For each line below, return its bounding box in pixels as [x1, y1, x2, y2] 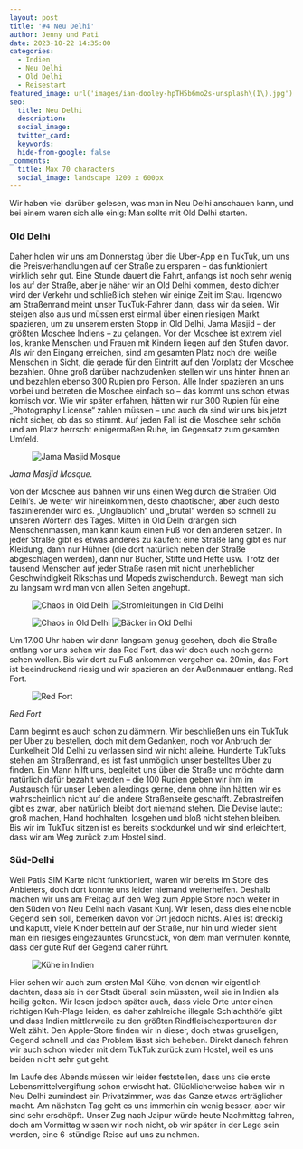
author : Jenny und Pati [9, 30, 99, 39]
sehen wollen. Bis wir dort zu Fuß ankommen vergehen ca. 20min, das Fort [9, 653, 289, 665]
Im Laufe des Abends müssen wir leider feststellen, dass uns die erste [9, 1071, 270, 1082]
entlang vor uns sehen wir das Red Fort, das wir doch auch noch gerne [9, 644, 274, 655]
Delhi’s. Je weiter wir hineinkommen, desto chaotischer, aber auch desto [9, 495, 280, 507]
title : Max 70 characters [17, 165, 116, 174]
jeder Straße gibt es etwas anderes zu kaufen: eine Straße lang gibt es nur [9, 534, 287, 545]
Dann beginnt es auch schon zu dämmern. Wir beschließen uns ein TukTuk [9, 726, 289, 736]
